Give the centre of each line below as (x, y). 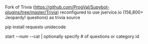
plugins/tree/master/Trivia (31, 12)
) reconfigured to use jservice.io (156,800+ (100, 12)
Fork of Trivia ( (20, 7)
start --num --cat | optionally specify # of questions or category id (72, 36)
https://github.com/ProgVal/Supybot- (72, 7)
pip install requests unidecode (36, 27)
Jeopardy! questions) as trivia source (43, 17)
